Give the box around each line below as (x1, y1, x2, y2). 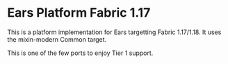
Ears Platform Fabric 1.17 (7, 5, 151, 21)
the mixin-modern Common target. (7, 35, 107, 43)
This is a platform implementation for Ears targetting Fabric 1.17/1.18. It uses (7, 28, 222, 36)
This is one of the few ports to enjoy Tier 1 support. (7, 49, 154, 57)
